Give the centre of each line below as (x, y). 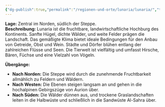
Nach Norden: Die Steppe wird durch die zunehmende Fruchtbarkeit (82, 74)
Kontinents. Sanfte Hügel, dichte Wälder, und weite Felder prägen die (75, 34)
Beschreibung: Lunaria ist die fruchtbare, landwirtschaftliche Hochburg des (82, 29)
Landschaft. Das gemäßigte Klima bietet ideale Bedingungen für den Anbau (81, 39)
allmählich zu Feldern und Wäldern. (48, 79)
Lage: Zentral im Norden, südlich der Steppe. (51, 24)
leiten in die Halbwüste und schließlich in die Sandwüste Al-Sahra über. (84, 100)
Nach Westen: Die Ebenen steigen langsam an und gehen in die (77, 84)
